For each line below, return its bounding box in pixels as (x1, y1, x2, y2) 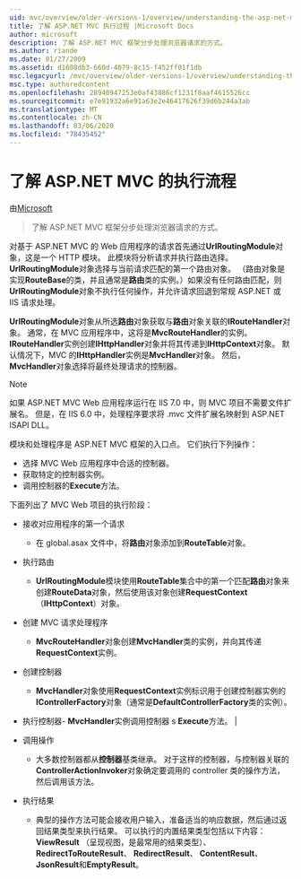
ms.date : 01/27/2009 (9, 55, 87, 64)
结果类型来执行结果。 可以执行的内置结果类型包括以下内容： (43, 825, 266, 836)
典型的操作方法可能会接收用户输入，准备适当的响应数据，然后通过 (35, 814, 279, 825)
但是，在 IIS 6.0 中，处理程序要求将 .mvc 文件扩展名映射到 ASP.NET (34, 408, 285, 419)
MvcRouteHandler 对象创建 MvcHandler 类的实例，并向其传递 (35, 636, 262, 647)
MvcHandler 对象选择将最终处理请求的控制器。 (9, 361, 182, 371)
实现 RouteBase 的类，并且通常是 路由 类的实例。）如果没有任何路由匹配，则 (9, 274, 282, 285)
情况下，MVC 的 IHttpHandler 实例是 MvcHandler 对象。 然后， (16, 349, 245, 360)
